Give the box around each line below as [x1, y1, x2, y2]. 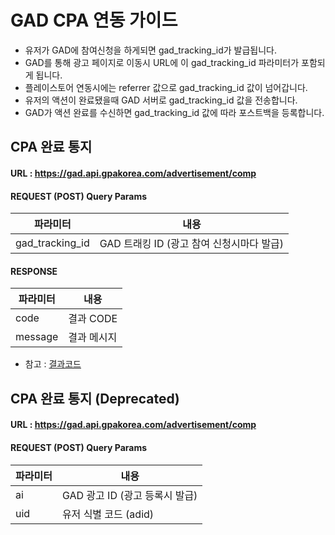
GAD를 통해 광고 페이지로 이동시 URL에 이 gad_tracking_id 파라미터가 [24, 56, 300, 68]
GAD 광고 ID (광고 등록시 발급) [61, 488, 198, 502]
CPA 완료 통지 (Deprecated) [10, 390, 180, 407]
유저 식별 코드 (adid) [61, 507, 155, 521]
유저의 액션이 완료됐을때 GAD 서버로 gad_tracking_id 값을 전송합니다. [24, 94, 298, 106]
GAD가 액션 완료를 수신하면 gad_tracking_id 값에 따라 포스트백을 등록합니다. [24, 106, 325, 118]
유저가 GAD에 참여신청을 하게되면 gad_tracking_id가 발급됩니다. [24, 44, 277, 56]
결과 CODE [68, 312, 118, 326]
